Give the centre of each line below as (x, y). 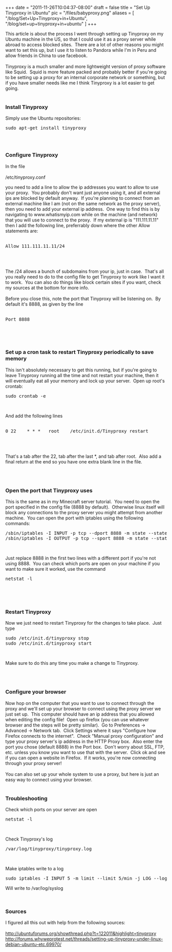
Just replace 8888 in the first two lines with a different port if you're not (81, 558)
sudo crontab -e (26, 396)
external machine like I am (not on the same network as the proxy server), (83, 203)
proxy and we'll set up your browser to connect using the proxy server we (83, 708)
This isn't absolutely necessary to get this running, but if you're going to (81, 370)
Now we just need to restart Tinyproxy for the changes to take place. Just (84, 623)
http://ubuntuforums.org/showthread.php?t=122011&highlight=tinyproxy (81, 934)
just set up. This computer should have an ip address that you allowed (80, 714)
